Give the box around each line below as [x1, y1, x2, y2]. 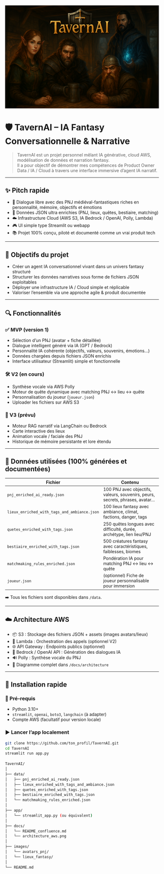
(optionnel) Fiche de [103, 572, 144, 579]
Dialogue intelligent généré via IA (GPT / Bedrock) [12, 342, 113, 348]
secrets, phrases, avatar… [103, 497, 155, 503]
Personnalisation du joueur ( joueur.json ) [12, 394, 95, 400]
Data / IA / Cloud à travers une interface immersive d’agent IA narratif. [17, 167, 158, 173]
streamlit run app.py [5, 751, 49, 756]
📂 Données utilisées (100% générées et [5, 457, 127, 465]
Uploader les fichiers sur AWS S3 [12, 399, 80, 405]
